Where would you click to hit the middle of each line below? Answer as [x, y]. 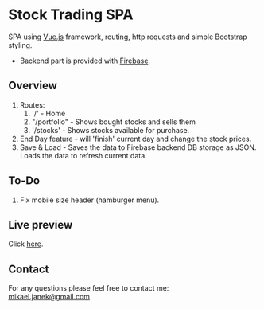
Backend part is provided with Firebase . [85, 61]
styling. [20, 45]
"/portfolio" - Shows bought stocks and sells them [114, 122]
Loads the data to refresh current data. [83, 155]
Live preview [41, 225]
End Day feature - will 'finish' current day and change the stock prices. [136, 139]
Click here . [26, 244]
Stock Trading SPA [71, 15]
